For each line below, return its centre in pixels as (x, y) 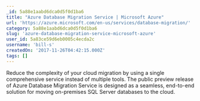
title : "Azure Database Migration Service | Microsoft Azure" (85, 17)
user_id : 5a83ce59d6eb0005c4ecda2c (50, 39)
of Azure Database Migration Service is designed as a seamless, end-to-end (100, 85)
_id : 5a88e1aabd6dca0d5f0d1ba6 (45, 12)
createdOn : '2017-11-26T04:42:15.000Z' (56, 50)
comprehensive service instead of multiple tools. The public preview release (100, 79)
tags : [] (17, 56)
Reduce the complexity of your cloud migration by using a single (85, 72)
